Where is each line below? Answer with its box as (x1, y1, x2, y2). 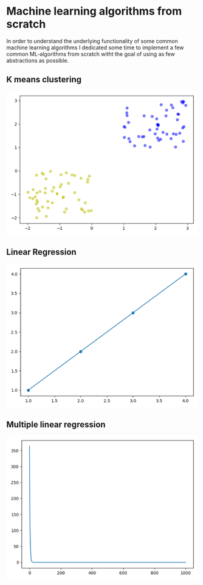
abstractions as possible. (6, 57, 69, 64)
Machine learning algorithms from (6, 4, 182, 18)
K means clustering (6, 74, 82, 85)
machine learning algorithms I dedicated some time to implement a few (6, 44, 184, 51)
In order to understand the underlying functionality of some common (6, 37, 178, 44)
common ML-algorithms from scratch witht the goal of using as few (6, 50, 175, 57)
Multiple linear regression (6, 419, 106, 430)
